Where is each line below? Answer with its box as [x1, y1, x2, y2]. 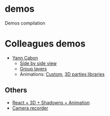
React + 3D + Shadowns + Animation [12, 99, 90, 105]
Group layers [19, 65, 47, 72]
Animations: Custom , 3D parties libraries [19, 71, 105, 77]
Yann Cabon [12, 55, 38, 61]
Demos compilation [5, 20, 45, 26]
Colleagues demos [5, 38, 86, 50]
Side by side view [19, 60, 57, 66]
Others [5, 86, 28, 95]
